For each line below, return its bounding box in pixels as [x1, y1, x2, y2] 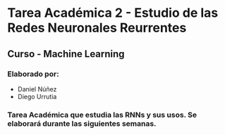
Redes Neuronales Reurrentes [7, 20, 187, 36]
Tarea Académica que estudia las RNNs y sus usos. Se [7, 110, 197, 120]
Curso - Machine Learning [7, 48, 125, 60]
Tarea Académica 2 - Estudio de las [7, 5, 219, 21]
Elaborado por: [7, 69, 59, 79]
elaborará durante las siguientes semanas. [7, 118, 157, 128]
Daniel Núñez [17, 84, 57, 93]
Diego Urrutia [17, 92, 57, 101]
